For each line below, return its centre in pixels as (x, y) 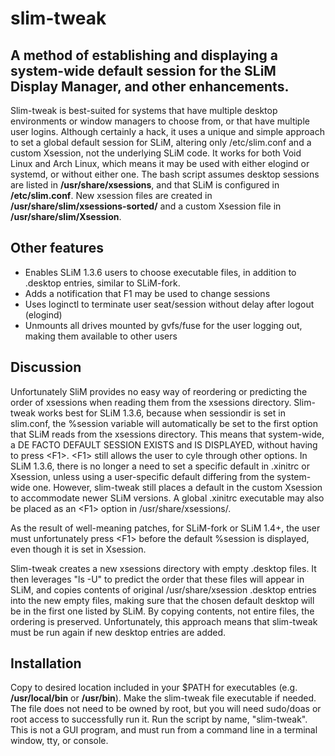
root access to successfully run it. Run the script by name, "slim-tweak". (159, 719)
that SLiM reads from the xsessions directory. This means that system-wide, (167, 434)
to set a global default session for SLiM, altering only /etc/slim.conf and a (161, 142)
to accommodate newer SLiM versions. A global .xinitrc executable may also (167, 498)
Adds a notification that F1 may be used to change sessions (147, 293)
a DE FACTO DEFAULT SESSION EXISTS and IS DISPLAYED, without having (164, 444)
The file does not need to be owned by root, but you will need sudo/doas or (166, 709)
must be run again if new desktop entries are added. (118, 632)
